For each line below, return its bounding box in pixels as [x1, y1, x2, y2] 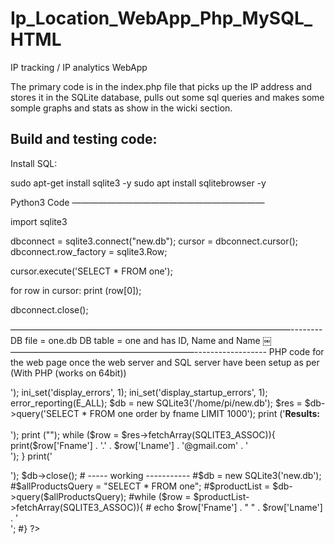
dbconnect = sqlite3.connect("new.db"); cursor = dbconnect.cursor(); [10, 235, 298, 247]
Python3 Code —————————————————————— [10, 196, 265, 208]
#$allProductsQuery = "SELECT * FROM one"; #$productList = [10, 480, 271, 492]
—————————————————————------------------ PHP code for [10, 345, 325, 357]
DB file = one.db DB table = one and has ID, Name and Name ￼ [10, 334, 272, 346]
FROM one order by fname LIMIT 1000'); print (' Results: [89, 407, 320, 419]
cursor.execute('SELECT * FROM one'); [10, 265, 173, 277]
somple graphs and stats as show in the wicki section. [10, 102, 233, 114]
